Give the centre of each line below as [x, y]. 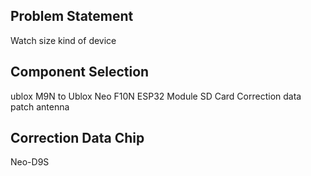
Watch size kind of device [63, 40]
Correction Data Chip [77, 138]
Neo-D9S [30, 162]
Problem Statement [72, 16]
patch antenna [40, 106]
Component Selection [80, 72]
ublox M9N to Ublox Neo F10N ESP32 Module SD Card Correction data [156, 96]
